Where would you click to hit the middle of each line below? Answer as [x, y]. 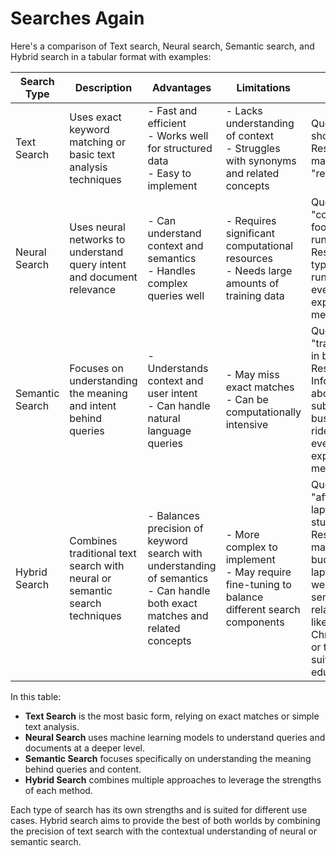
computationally [263, 412]
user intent [172, 393]
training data [255, 295]
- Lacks [244, 110]
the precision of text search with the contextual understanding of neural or [163, 831]
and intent [93, 405]
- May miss [252, 374]
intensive [247, 424]
